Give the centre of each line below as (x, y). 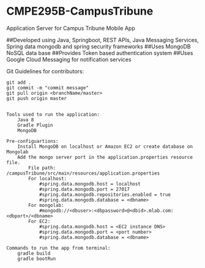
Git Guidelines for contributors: (45, 71)
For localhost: (48, 178)
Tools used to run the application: (53, 114)
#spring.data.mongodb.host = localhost (90, 184)
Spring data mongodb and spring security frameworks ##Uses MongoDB (99, 46)
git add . (19, 82)
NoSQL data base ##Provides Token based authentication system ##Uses (100, 53)
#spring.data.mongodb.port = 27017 (84, 189)
